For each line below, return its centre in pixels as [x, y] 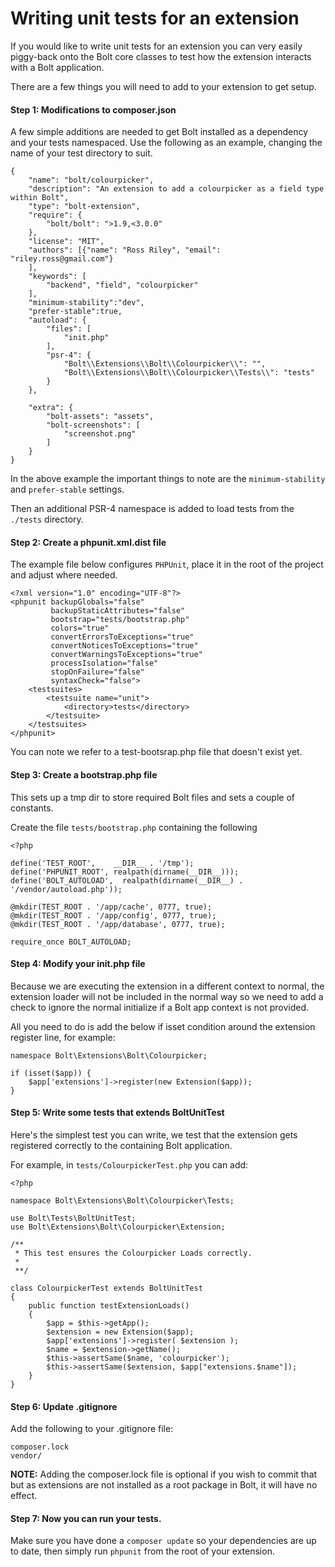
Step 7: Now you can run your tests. [86, 1518]
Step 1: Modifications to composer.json [93, 109]
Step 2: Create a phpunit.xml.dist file [88, 542]
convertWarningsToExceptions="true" [126, 655]
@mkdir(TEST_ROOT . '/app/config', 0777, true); [113, 915]
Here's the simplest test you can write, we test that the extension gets [154, 1134]
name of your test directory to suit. [81, 153]
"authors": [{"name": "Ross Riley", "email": [125, 250]
